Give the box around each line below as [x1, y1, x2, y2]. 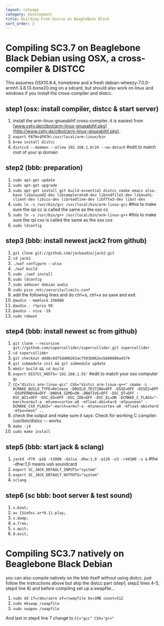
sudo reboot [12, 314, 37, 319]
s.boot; [12, 505, 29, 510]
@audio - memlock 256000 [12, 298, 64, 303]
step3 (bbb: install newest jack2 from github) [5, 237, 147, 245]
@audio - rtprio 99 [12, 303, 53, 308]
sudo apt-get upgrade [12, 183, 57, 188]
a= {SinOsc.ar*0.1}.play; [12, 511, 66, 516]
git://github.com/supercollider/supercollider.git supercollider [12, 345, 150, 350]
